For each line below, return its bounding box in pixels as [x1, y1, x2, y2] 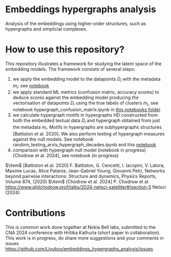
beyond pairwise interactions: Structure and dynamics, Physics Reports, [5, 173, 157, 179]
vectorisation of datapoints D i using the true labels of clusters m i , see [12, 100, 159, 108]
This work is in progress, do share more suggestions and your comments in [5, 235, 164, 241]
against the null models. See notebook [12, 136, 93, 142]
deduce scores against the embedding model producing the [12, 94, 139, 100]
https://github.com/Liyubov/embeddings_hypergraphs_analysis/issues [5, 246, 153, 252]
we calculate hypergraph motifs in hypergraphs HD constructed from [12, 112, 158, 118]
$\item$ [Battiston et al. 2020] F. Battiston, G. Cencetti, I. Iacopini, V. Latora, [5, 162, 165, 168]
